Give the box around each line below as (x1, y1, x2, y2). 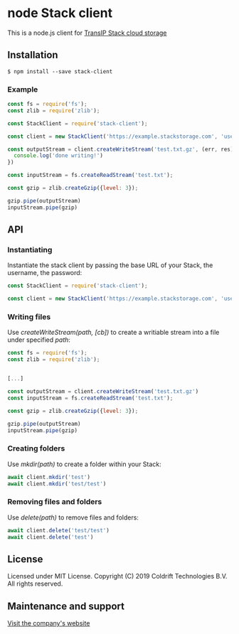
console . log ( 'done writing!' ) (14, 152, 103, 159)
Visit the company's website (7, 619, 90, 628)
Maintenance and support (7, 600, 125, 612)
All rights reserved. (7, 579, 63, 588)
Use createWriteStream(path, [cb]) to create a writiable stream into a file (7, 328, 220, 337)
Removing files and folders (7, 497, 102, 507)
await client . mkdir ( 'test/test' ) (7, 480, 107, 488)
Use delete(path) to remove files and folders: (7, 513, 139, 522)
